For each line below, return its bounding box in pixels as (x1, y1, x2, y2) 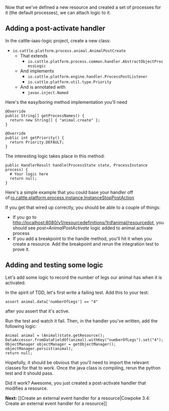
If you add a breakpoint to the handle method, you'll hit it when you (12, 236, 152, 242)
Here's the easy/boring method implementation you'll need (5, 99, 128, 105)
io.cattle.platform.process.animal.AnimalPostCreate (12, 48, 126, 53)
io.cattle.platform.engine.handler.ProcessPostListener (27, 74, 148, 79)
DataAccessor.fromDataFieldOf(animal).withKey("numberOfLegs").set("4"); (5, 337, 164, 342)
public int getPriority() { (5, 135, 65, 140)
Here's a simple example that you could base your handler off (5, 189, 134, 195)
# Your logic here (10, 171, 49, 177)
